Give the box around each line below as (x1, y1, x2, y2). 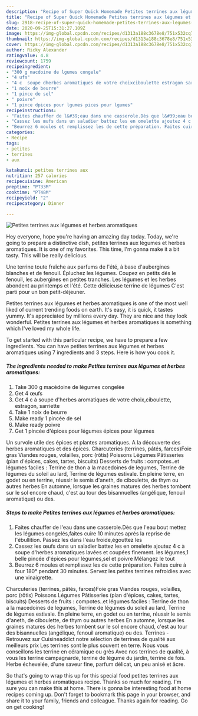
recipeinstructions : (6, 107, 57, 113)
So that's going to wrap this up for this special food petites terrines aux (6, 672, 179, 679)
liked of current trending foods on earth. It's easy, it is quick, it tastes (6, 306, 173, 313)
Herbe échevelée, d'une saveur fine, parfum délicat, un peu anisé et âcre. (6, 661, 186, 668)
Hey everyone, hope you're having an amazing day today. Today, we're (6, 233, 179, 240)
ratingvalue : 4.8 (6, 53, 49, 58)
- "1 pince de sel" (6, 91, 54, 97)
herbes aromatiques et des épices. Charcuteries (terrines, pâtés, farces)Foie (6, 445, 192, 452)
